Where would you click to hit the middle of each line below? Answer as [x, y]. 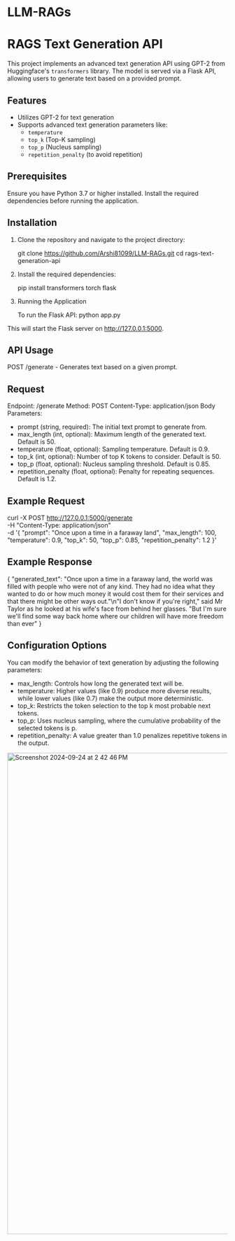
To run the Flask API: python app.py [69, 315]
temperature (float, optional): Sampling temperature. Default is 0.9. [113, 449]
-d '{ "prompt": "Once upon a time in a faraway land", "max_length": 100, [112, 533]
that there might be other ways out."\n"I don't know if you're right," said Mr [115, 601]
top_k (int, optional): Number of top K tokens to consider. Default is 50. [119, 457]
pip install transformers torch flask [67, 288]
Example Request [46, 501]
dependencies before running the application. [73, 201]
